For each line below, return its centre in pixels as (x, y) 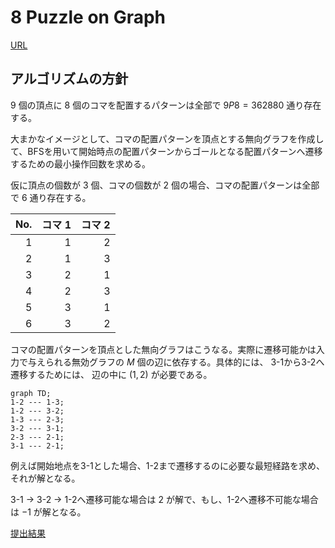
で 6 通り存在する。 (51, 197)
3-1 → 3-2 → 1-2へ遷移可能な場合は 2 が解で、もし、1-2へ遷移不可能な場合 (164, 499)
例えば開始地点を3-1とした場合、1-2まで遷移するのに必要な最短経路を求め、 (167, 465)
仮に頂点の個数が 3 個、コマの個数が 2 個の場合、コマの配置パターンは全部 (165, 185)
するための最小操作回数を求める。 (80, 163)
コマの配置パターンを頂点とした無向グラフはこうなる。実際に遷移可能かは (163, 349)
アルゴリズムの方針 (69, 79)
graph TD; (31, 393)
